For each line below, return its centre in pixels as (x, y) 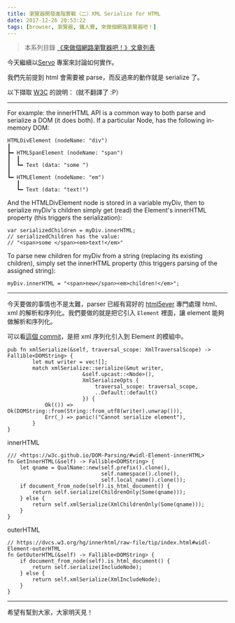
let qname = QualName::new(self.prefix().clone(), (95, 468)
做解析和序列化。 (32, 322)
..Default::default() (126, 393)
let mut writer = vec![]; (70, 362)
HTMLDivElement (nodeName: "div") (58, 141)
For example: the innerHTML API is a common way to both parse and (107, 113)
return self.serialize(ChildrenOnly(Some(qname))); (109, 493)
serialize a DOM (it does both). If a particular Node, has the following (106, 121)
